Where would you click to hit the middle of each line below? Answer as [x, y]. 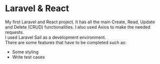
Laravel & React [37, 8]
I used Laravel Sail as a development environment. [56, 37]
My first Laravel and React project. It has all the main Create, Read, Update [80, 22]
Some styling [25, 52]
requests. [15, 32]
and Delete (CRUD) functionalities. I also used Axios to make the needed [78, 27]
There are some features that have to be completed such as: [66, 42]
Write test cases [28, 57]
